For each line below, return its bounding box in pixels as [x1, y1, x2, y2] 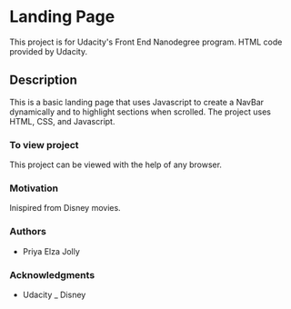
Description [9, 73, 77, 88]
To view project [9, 138, 79, 151]
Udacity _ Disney [22, 289, 86, 300]
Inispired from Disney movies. [9, 203, 121, 214]
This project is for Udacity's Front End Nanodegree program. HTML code [9, 36, 283, 47]
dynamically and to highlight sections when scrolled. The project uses [9, 106, 271, 117]
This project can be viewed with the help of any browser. [9, 159, 223, 170]
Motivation [9, 182, 59, 194]
